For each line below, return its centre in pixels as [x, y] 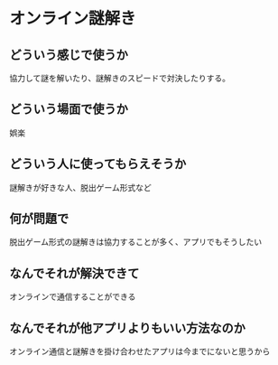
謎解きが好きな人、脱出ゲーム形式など [80, 187]
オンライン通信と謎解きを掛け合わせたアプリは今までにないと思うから [140, 351]
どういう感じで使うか [69, 55]
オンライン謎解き [73, 19]
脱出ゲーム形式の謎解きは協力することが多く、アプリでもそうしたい [136, 242]
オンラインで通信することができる [73, 297]
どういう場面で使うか [69, 109]
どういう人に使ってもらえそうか [98, 164]
